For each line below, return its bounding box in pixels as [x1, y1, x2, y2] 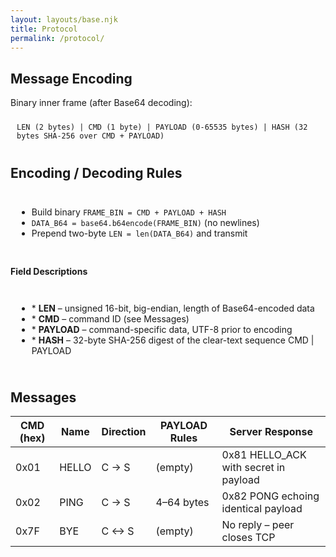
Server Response [229, 425, 314, 439]
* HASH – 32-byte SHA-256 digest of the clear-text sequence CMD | [31, 334, 315, 346]
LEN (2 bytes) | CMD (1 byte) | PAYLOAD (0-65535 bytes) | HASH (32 [16, 122, 308, 133]
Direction [101, 425, 147, 439]
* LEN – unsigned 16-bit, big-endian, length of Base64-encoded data [31, 302, 315, 315]
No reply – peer [221, 518, 295, 532]
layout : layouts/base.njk [10, 14, 118, 25]
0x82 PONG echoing [221, 489, 320, 503]
